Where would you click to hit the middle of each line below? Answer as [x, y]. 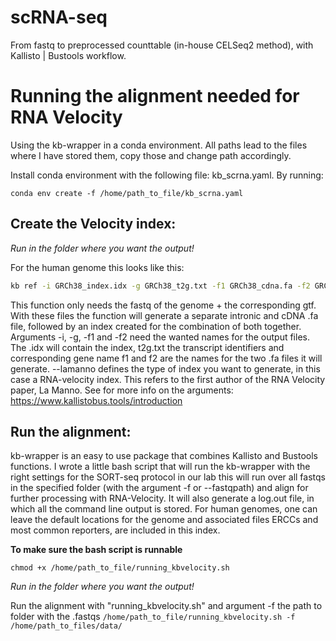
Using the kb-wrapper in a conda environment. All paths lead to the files [159, 145]
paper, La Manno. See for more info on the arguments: [122, 390]
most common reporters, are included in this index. [115, 530]
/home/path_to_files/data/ [66, 626]
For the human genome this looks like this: [97, 267]
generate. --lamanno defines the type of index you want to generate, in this [165, 368]
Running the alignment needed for [155, 96]
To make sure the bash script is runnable [96, 550]
